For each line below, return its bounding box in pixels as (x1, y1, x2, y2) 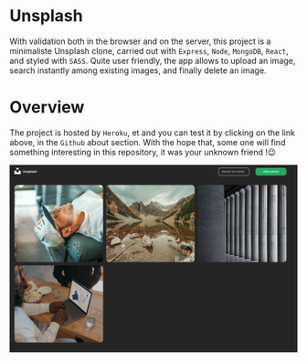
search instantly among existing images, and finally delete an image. (9, 65, 267, 76)
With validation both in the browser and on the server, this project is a (9, 36, 271, 47)
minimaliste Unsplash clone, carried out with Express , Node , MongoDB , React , (9, 45, 290, 56)
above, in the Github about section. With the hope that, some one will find (9, 136, 286, 147)
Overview (9, 97, 85, 118)
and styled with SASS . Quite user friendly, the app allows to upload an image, (9, 55, 296, 66)
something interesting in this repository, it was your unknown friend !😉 (9, 146, 277, 157)
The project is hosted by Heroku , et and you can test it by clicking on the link (9, 127, 295, 138)
